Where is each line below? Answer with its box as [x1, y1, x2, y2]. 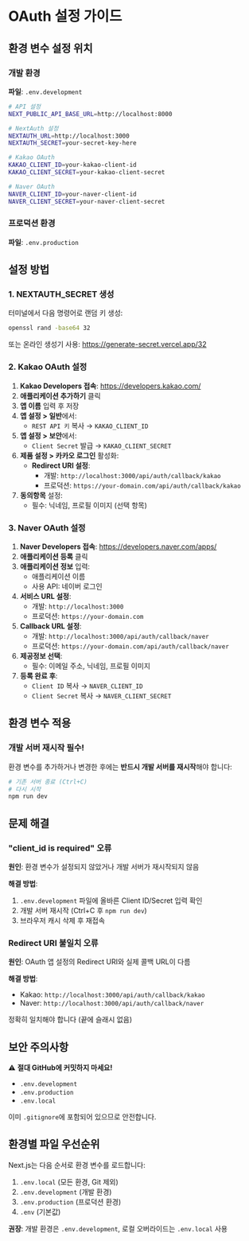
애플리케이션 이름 [31, 571, 86, 581]
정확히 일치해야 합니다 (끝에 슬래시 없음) [8, 1015, 133, 1025]
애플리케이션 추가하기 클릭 [19, 391, 101, 400]
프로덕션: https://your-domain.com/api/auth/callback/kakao [43, 480, 241, 490]
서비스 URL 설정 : [19, 591, 72, 601]
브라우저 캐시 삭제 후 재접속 [19, 916, 106, 925]
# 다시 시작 [8, 785, 41, 793]
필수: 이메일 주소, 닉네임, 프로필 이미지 [31, 661, 151, 671]
